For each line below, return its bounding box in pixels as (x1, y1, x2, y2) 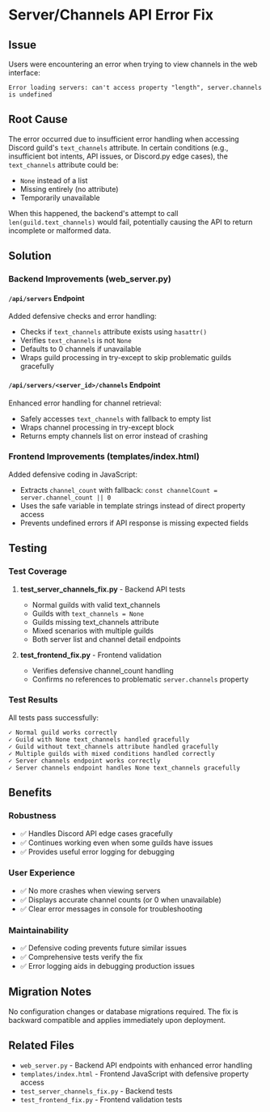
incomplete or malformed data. (8, 225, 112, 236)
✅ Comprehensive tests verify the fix (19, 953, 143, 962)
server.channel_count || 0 (19, 494, 112, 502)
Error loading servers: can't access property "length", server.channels (8, 83, 263, 91)
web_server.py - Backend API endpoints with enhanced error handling (19, 1060, 253, 1070)
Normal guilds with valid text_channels (32, 600, 161, 609)
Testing (8, 541, 48, 555)
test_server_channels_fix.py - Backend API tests (19, 584, 186, 594)
